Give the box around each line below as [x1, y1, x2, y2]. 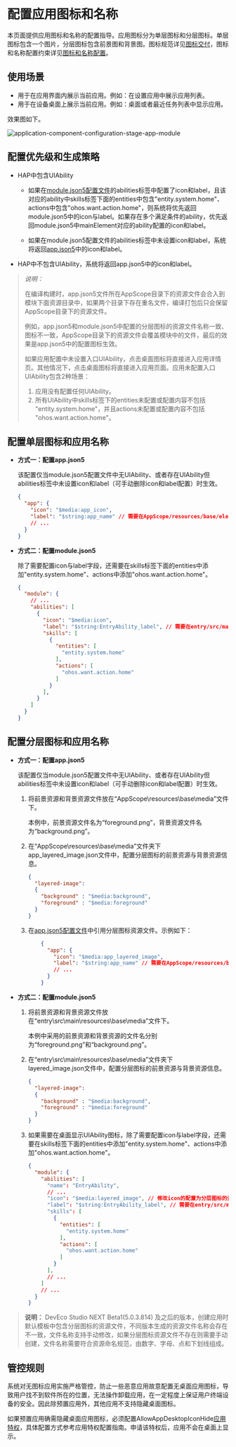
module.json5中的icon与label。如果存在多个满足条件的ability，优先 [27, 212, 222, 221]
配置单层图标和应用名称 [7, 436, 109, 447]
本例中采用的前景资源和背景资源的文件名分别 [27, 1031, 158, 1040]
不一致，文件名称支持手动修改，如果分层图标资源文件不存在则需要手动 [24, 1330, 228, 1339]
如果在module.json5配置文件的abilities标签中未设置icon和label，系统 [27, 236, 226, 244]
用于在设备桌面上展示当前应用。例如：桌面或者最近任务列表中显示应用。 [17, 100, 227, 108]
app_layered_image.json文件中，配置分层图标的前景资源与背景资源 [27, 851, 221, 859]
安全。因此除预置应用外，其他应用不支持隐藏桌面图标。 [19, 1399, 180, 1408]
